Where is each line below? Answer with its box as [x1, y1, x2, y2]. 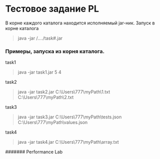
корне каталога [5, 25, 39, 31]
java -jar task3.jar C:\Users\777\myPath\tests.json [17, 114, 122, 120]
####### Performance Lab [5, 149, 63, 155]
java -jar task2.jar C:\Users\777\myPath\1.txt [17, 89, 110, 95]
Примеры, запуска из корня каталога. [5, 48, 105, 55]
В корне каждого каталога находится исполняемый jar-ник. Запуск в [5, 20, 155, 26]
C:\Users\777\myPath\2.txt [17, 94, 74, 101]
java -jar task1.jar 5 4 [17, 69, 62, 75]
